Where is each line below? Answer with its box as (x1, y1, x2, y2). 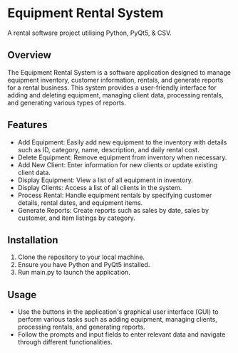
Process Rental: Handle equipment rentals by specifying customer (17, 191, 212, 199)
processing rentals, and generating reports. (17, 322, 145, 332)
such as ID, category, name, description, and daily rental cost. (17, 145, 200, 154)
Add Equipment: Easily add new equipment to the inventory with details (17, 137, 227, 147)
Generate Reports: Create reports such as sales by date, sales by (17, 206, 209, 214)
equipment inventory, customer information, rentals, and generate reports (7, 75, 224, 84)
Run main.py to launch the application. (17, 268, 130, 277)
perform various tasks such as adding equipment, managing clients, (17, 315, 217, 324)
